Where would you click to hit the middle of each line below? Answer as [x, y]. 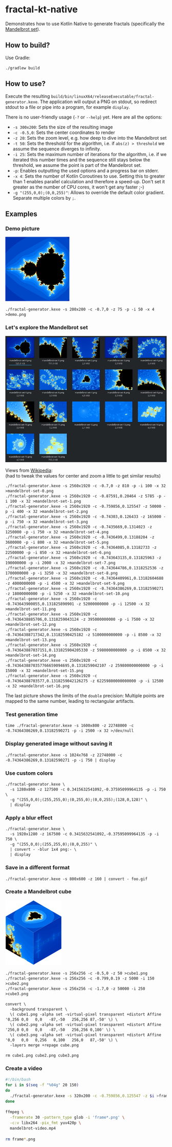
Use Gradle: [18, 58]
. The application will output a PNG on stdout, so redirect [97, 102]
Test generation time [31, 714]
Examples [21, 214]
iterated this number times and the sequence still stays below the [81, 160]
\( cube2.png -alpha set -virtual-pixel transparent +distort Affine [85, 1025]
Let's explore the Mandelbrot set [47, 328]
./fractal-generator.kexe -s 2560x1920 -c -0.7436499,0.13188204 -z [80, 538]
